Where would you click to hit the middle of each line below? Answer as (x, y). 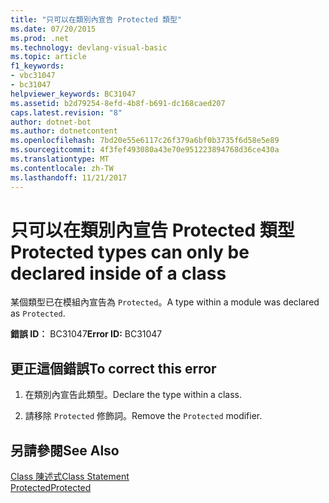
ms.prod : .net (40, 38)
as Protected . (38, 313)
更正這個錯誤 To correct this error (113, 368)
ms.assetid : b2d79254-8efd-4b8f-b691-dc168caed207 (118, 103)
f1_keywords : (37, 66)
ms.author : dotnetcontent (64, 131)
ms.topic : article (48, 57)
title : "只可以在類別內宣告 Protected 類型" (96, 19)
